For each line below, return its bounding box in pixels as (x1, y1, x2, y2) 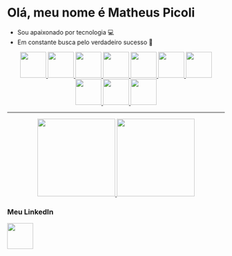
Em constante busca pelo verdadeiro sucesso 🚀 (17, 38, 153, 46)
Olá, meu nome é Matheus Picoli (7, 5, 195, 21)
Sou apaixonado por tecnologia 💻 (17, 28, 115, 36)
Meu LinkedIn (7, 207, 54, 217)
